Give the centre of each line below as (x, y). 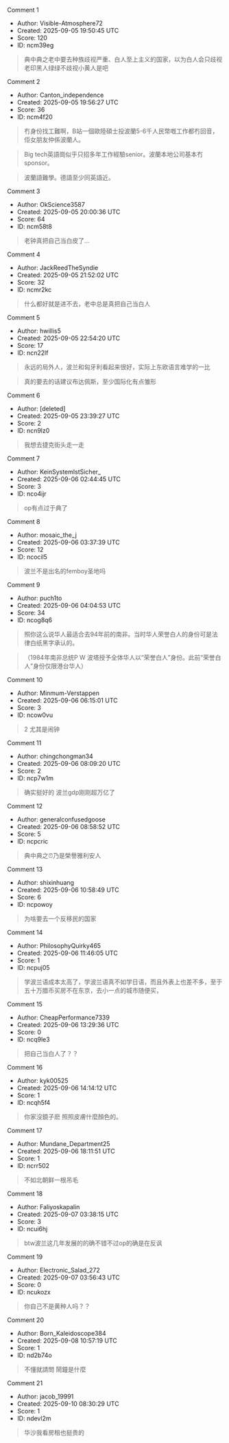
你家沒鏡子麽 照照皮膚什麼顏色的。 (73, 1117)
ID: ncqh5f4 (34, 1102)
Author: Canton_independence (60, 95)
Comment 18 (25, 1193)
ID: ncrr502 (33, 1166)
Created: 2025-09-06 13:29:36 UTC (68, 1025)
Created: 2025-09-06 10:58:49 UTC (68, 890)
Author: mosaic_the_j (47, 535)
